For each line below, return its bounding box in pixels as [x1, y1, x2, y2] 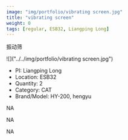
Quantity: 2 [14, 80, 43, 87]
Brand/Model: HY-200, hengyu [14, 93, 92, 100]
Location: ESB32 [14, 73, 57, 81]
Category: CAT [14, 86, 53, 94]
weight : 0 [6, 20, 31, 26]
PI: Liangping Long [14, 67, 62, 75]
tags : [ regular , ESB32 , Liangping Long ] [6, 25, 110, 32]
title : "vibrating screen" [6, 15, 74, 21]
